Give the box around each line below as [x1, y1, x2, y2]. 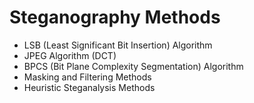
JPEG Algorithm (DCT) [23, 49, 117, 61]
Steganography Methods [9, 6, 221, 29]
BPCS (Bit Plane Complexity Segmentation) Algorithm [23, 60, 244, 72]
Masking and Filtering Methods [23, 71, 152, 83]
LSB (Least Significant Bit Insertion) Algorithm [23, 39, 213, 51]
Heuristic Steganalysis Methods [23, 81, 156, 93]
